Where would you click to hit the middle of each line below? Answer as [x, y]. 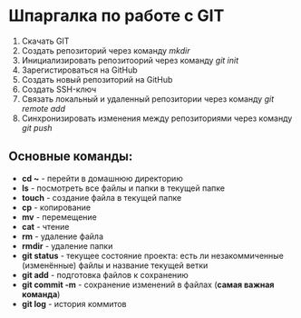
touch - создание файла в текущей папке [102, 197]
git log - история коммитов [74, 303]
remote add [43, 108]
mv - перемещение [59, 217]
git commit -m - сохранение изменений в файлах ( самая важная [148, 284]
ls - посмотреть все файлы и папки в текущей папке [123, 188]
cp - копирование [56, 207]
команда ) [41, 294]
